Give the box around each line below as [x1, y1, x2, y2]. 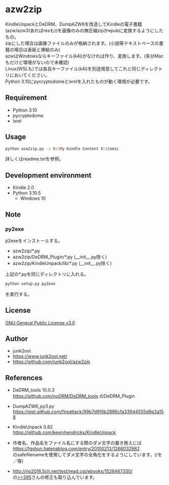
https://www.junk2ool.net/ [12, 353, 67, 360]
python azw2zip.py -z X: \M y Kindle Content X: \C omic [5, 146, 119, 151]
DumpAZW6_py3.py [12, 403, 55, 410]
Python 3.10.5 [12, 190, 41, 196]
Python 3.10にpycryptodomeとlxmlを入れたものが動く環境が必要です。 [5, 78, 153, 85]
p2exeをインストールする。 [5, 237, 63, 244]
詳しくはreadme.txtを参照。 [5, 156, 64, 162]
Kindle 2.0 [12, 184, 35, 191]
